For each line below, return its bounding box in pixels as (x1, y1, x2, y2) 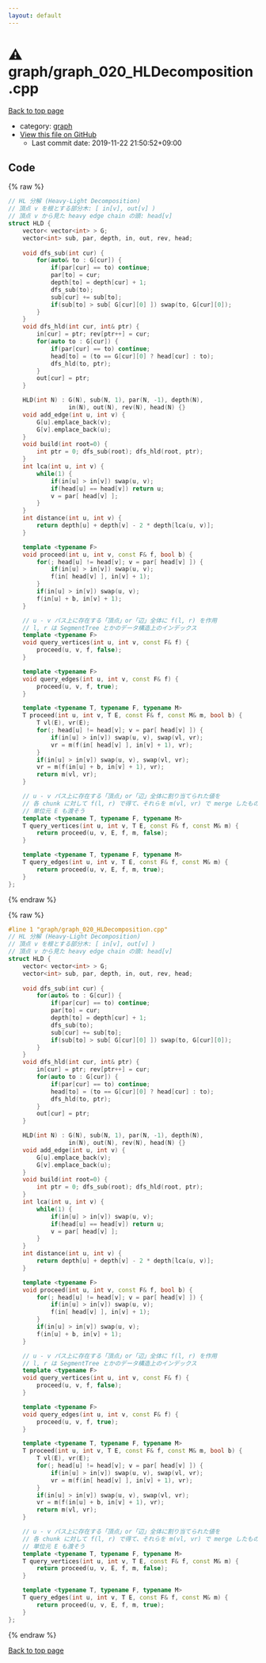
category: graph (19, 121, 73, 131)
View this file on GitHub (19, 129, 97, 139)
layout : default (8, 11, 62, 20)
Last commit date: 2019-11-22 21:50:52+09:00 (31, 138, 182, 148)
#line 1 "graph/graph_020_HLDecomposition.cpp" (8, 925, 169, 933)
